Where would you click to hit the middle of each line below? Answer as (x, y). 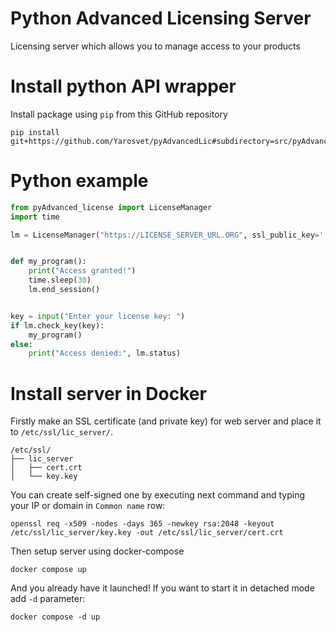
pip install (35, 132)
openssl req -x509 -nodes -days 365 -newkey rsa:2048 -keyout (142, 524)
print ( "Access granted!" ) (82, 271)
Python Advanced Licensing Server (161, 18)
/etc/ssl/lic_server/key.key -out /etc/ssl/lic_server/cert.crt (147, 533)
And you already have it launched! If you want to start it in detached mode (162, 588)
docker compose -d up (55, 617)
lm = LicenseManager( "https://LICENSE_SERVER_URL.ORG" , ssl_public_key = (165, 235)
